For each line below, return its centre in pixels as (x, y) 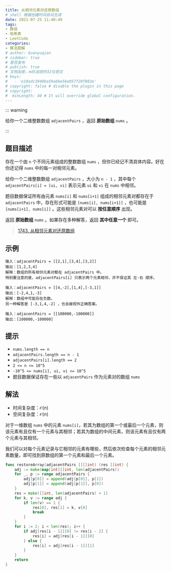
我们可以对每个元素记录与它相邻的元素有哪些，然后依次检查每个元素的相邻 (83, 449)
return (21, 560)
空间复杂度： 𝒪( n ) (31, 414)
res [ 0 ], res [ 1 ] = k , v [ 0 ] (60, 508)
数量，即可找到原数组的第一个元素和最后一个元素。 (63, 455)
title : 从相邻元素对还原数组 (32, 10)
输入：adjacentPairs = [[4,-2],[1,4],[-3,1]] (53, 288)
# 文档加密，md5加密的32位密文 (34, 72)
